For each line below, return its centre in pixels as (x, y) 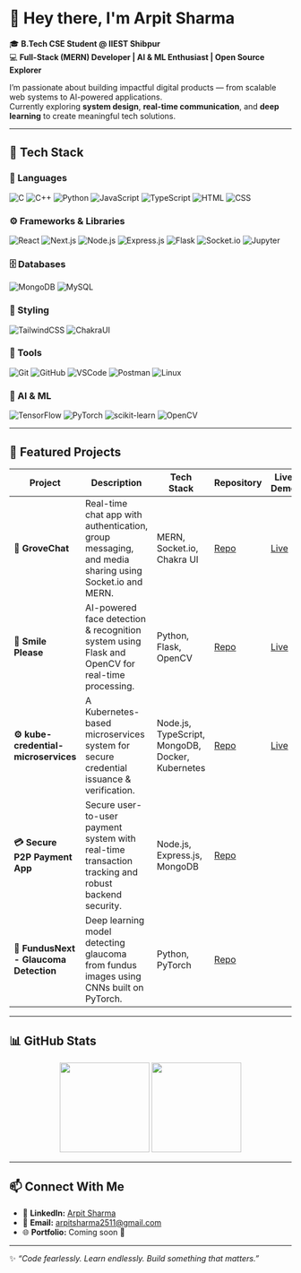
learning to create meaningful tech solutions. (93, 116)
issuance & (108, 779)
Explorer (26, 70)
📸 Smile (30, 641)
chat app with (114, 515)
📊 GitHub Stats (53, 1041)
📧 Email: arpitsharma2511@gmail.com (92, 1222)
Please (29, 652)
